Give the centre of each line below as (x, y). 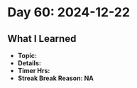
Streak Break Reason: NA (56, 78)
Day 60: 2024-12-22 (68, 12)
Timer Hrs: (34, 71)
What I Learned (42, 39)
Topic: (27, 55)
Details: (29, 63)
